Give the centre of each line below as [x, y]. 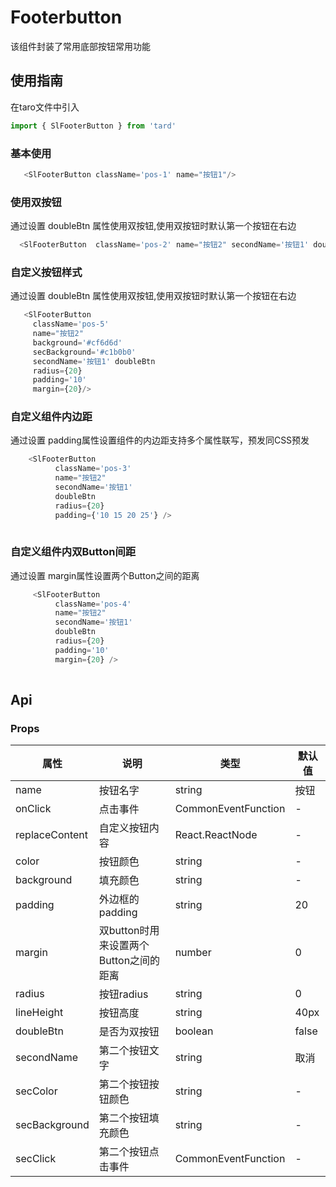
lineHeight [39, 1013]
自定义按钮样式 [46, 272]
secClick [36, 1159]
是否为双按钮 [129, 1032]
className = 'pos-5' [71, 324]
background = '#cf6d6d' [77, 342]
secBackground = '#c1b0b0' [84, 352]
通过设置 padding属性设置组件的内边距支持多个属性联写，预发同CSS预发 [160, 440]
